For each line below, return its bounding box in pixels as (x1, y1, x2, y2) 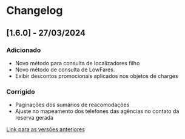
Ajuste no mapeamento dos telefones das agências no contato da (15, 108, 180, 115)
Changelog (6, 4, 63, 18)
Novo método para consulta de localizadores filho (15, 59, 140, 66)
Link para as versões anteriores (6, 126, 85, 133)
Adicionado (6, 46, 41, 54)
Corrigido (6, 87, 35, 95)
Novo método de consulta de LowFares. (15, 66, 115, 73)
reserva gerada (15, 114, 53, 121)
